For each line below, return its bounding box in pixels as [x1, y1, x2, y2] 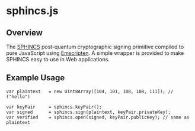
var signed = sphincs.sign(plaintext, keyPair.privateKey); [6, 109, 171, 115]
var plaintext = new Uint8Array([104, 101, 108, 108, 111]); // [6, 89, 174, 94]
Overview [6, 28, 43, 38]
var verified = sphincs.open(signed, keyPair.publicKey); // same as [6, 114, 190, 120]
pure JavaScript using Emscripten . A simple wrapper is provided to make [6, 50, 184, 57]
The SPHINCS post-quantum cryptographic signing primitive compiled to [6, 43, 184, 50]
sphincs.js [6, 4, 59, 18]
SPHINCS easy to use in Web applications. [6, 56, 110, 63]
